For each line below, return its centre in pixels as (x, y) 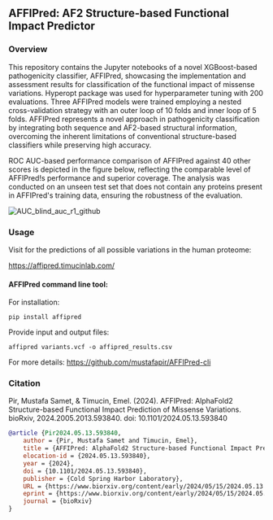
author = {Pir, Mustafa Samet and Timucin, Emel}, (110, 441)
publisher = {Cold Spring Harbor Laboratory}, (103, 478)
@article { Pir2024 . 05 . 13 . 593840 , (65, 433)
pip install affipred (45, 317)
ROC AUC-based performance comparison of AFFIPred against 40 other (130, 160)
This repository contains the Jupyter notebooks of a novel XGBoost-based (133, 67)
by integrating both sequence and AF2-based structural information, (123, 127)
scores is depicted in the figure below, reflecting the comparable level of (130, 169)
